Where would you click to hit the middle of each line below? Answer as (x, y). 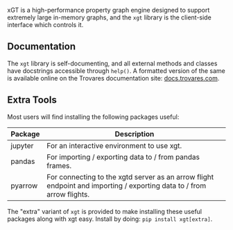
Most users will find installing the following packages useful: (93, 117)
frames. (59, 165)
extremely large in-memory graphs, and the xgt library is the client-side (109, 17)
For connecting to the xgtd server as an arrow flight (130, 176)
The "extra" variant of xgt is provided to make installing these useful (105, 211)
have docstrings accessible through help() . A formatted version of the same (116, 71)
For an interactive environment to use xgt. (114, 145)
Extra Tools (32, 100)
